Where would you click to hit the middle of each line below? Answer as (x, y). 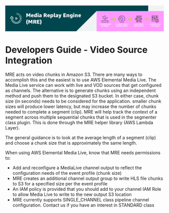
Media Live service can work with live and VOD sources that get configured (83, 85)
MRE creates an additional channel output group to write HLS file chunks (88, 178)
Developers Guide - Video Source (76, 50)
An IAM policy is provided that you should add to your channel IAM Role (87, 189)
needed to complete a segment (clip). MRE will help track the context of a (81, 112)
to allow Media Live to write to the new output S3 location (72, 194)
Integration (29, 61)
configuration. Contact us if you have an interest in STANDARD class (83, 205)
